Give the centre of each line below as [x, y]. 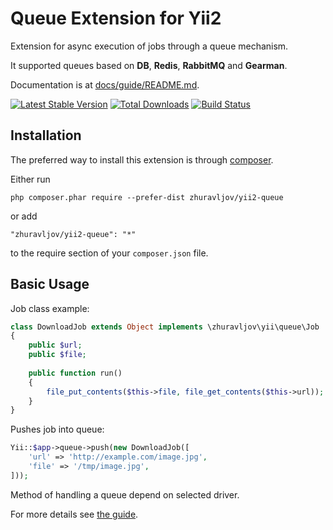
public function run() [75, 373]
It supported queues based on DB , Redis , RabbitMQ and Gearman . [149, 65]
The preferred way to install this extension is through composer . [142, 159]
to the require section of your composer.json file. [109, 253]
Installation [46, 135]
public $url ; [55, 345]
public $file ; [57, 355]
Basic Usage [50, 284]
